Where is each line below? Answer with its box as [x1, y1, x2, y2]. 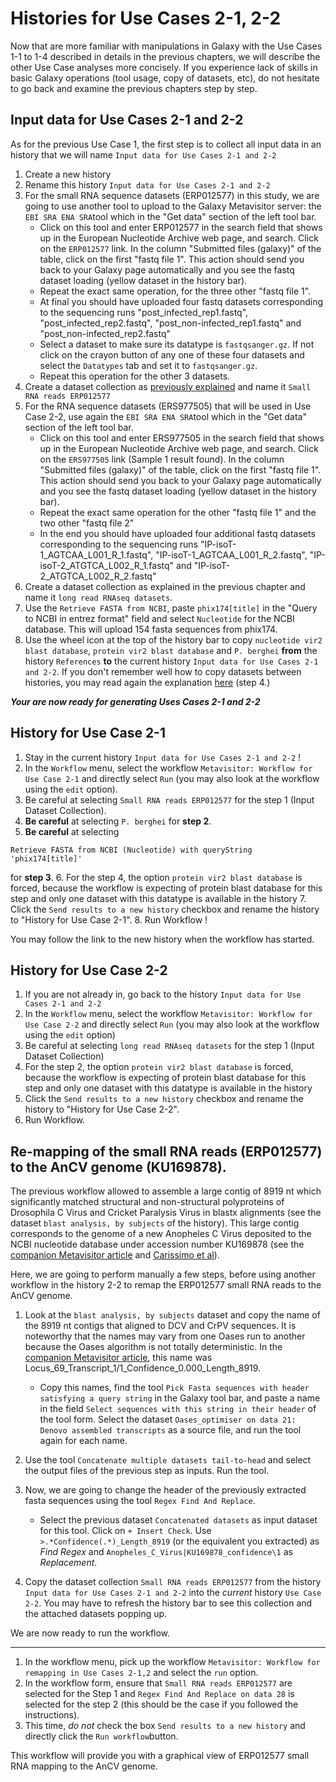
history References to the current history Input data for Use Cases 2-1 [24, 655, 319, 667]
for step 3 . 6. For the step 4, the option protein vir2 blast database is [10, 871, 303, 883]
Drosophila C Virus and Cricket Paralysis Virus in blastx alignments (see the [10, 1207, 322, 1219]
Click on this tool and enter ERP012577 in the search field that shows [39, 221, 323, 233]
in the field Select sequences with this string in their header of [39, 1403, 317, 1415]
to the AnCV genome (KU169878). [10, 1158, 227, 1176]
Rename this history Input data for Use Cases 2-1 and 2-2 [24, 178, 271, 191]
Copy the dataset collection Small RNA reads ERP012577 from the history [24, 1576, 322, 1588]
